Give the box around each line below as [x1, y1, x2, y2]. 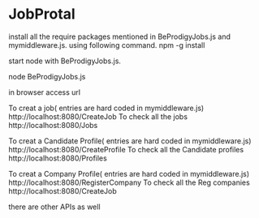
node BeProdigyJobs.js [8, 71, 86, 81]
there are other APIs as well [8, 202, 101, 212]
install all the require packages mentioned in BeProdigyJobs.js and [8, 32, 231, 41]
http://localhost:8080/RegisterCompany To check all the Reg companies [8, 177, 250, 187]
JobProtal [8, 5, 76, 24]
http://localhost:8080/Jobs [8, 120, 98, 130]
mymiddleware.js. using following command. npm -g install [8, 40, 205, 49]
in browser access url [8, 87, 81, 97]
